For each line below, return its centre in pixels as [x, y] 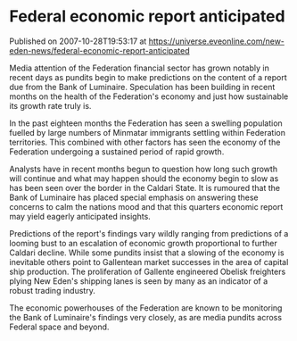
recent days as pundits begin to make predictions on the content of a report [148, 77]
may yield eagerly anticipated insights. [80, 216]
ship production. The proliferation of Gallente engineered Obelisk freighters [148, 271]
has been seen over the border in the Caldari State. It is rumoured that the [145, 187]
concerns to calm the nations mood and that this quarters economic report [146, 206]
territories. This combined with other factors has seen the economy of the [145, 142]
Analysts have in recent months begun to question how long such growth [144, 169]
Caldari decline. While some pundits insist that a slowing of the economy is [147, 253]
